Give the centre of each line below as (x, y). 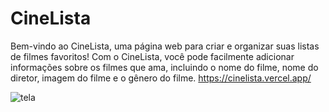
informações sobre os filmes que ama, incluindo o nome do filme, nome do (164, 67)
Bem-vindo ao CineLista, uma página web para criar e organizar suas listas (165, 46)
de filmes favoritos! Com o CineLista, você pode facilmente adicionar (152, 56)
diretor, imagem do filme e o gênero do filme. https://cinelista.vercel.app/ (161, 78)
